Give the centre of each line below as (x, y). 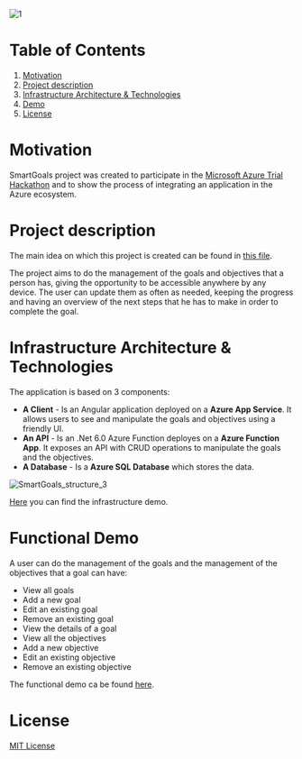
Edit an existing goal (60, 609)
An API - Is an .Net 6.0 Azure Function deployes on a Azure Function (151, 438)
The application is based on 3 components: (90, 391)
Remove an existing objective (77, 666)
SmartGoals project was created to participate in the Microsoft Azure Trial (146, 175)
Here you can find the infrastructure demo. (89, 501)
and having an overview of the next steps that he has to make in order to (144, 301)
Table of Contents (78, 50)
